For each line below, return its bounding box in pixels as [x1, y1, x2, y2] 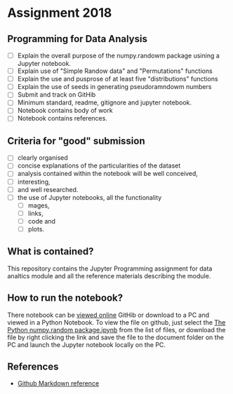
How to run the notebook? [7, 292, 124, 304]
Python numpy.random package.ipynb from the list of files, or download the [7, 325, 226, 334]
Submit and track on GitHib [17, 90, 96, 99]
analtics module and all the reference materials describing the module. [7, 271, 211, 280]
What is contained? [7, 245, 94, 257]
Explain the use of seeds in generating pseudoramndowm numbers [17, 83, 212, 91]
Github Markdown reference [17, 379, 100, 388]
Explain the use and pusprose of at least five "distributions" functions [17, 75, 219, 83]
